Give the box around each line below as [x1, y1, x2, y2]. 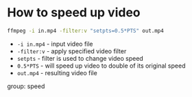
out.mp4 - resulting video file [16, 68, 97, 77]
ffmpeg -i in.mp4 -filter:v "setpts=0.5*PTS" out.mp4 [7, 27, 165, 34]
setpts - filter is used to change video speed [16, 54, 144, 62]
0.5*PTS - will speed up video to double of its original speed [16, 61, 186, 70]
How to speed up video [7, 5, 141, 20]
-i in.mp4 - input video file [16, 40, 94, 48]
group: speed [7, 82, 45, 90]
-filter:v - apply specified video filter [16, 46, 127, 55]
